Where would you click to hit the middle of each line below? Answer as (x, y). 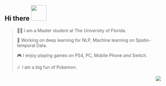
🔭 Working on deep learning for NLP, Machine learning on (76, 40)
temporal (26, 45)
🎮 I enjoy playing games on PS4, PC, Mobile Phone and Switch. (82, 55)
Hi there (17, 19)
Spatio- (143, 40)
